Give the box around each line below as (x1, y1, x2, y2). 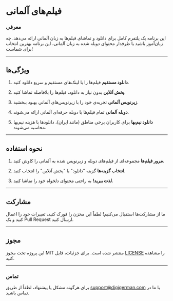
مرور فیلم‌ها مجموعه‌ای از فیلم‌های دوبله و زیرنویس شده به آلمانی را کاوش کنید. (13, 158, 165, 164)
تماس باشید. (6, 290, 30, 296)
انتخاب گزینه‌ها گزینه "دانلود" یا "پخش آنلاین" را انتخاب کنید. (13, 168, 126, 174)
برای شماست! (6, 46, 33, 52)
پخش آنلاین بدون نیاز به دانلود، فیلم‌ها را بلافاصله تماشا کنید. (13, 89, 126, 95)
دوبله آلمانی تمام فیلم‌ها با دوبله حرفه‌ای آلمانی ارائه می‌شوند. (13, 109, 129, 115)
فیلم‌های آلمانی (6, 5, 62, 17)
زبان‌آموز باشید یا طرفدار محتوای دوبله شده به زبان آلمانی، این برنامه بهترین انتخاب (6, 41, 163, 47)
